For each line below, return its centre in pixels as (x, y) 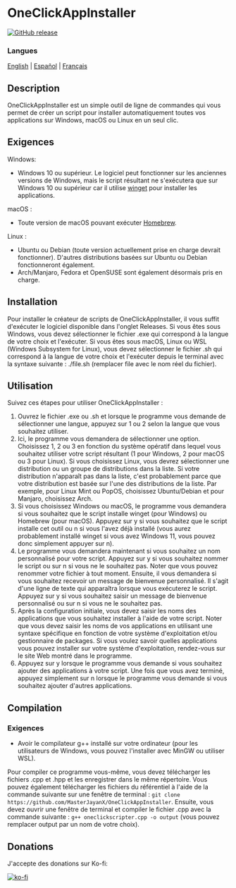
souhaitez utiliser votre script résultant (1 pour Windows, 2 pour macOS (121, 454)
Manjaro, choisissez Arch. (55, 499)
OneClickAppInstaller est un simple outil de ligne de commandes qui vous (114, 105)
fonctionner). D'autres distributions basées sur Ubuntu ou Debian (112, 257)
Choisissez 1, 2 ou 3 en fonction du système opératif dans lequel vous (119, 446)
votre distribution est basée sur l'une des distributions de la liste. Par (117, 484)
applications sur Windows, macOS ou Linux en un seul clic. (93, 120)
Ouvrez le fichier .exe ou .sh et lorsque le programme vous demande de (122, 416)
